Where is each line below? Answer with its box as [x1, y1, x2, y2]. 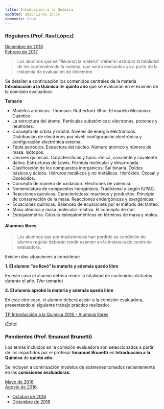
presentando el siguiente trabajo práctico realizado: [5, 302, 109, 308]
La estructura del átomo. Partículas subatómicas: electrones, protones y [12, 118, 158, 124]
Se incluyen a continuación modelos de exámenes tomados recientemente [5, 364, 156, 370]
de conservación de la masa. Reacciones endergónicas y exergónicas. [12, 196, 155, 202]
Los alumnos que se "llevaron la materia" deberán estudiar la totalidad [17, 58, 159, 64]
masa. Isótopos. [12, 149, 45, 155]
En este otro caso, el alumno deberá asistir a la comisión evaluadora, [5, 297, 144, 303]
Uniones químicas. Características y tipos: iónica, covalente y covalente [12, 154, 158, 160]
